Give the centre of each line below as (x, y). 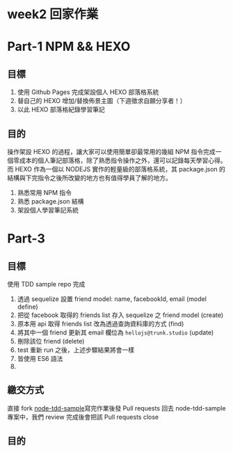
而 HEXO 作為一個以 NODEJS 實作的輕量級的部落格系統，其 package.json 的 (116, 169)
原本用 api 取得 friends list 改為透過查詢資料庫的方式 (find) (101, 324)
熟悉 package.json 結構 (51, 201)
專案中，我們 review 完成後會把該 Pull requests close (83, 417)
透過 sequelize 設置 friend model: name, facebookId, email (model (112, 299)
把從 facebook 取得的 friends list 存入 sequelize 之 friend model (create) (120, 315)
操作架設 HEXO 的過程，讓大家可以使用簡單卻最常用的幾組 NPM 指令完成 (111, 152)
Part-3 (26, 239)
